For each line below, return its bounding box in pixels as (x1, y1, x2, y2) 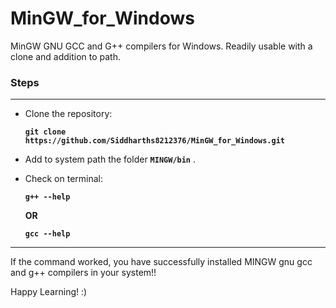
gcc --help (24, 229, 71, 239)
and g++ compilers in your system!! (10, 267, 157, 279)
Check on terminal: (24, 173, 103, 185)
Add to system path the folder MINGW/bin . (24, 153, 197, 166)
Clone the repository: (24, 108, 113, 120)
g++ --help (24, 192, 71, 202)
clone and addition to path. (10, 50, 122, 62)
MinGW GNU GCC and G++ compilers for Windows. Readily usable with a (10, 40, 313, 52)
